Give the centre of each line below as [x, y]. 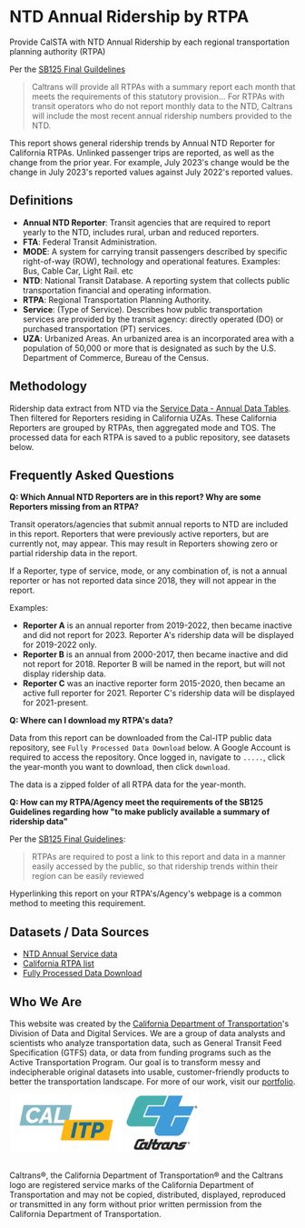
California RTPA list [59, 963]
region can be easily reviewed [88, 876]
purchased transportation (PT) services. [97, 328]
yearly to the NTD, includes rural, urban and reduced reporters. [141, 232]
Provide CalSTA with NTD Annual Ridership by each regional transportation [150, 42]
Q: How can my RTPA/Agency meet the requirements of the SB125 [136, 803]
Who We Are [46, 1002]
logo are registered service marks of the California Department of [132, 1185]
